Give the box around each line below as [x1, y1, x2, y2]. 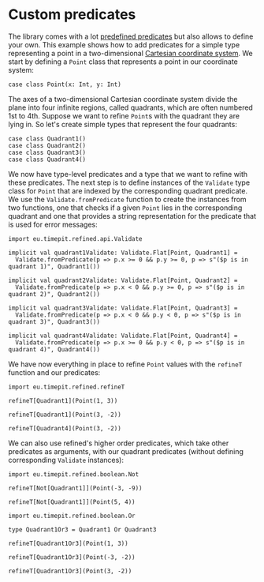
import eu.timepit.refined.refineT [8, 383, 125, 391]
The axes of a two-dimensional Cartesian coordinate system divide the [8, 94, 238, 103]
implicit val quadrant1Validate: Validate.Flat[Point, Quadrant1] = [8, 249, 238, 257]
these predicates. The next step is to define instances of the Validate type [8, 178, 251, 187]
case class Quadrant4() [8, 156, 87, 163]
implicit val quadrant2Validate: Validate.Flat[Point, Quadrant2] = [8, 276, 238, 284]
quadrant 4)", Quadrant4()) [8, 345, 101, 353]
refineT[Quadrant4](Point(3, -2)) [8, 424, 122, 432]
